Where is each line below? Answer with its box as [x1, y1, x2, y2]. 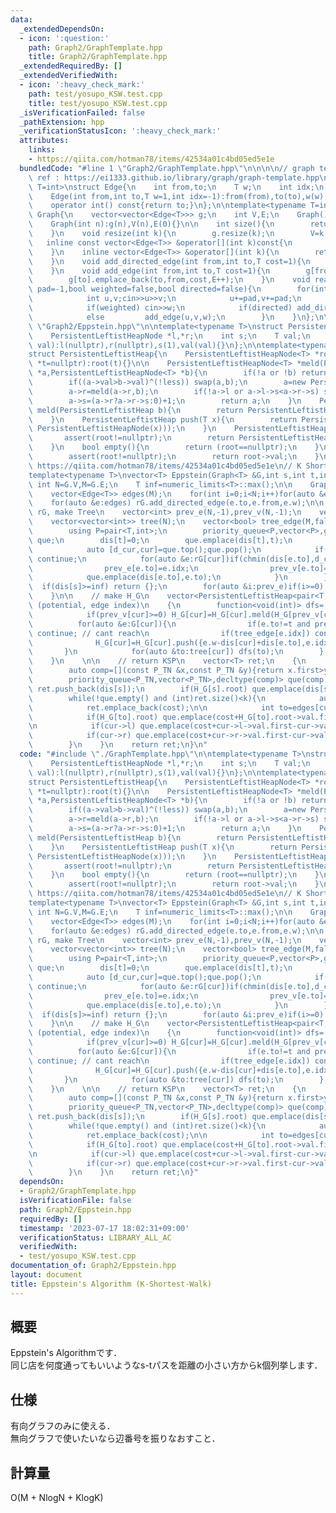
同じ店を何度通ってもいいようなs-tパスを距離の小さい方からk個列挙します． [10, 1359, 323, 1371]
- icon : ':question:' [19, 33, 110, 43]
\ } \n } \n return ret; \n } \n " [28, 740, 208, 750]
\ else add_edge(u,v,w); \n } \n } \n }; [28, 312, 315, 322]
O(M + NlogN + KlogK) [10, 1492, 104, 1504]
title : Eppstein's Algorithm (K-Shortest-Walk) [10, 1279, 213, 1289]
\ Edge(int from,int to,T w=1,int [28, 191, 186, 201]
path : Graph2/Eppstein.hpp [19, 1204, 132, 1215]
